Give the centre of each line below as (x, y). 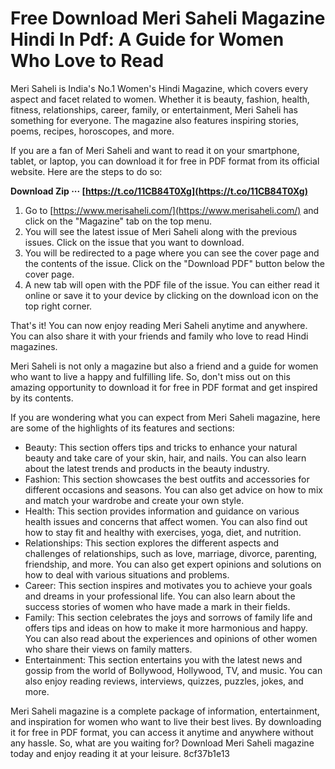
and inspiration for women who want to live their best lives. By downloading (166, 721)
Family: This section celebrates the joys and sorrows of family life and (168, 617)
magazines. (34, 346)
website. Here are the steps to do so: (86, 171)
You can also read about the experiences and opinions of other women (171, 638)
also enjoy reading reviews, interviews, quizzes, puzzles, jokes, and (164, 681)
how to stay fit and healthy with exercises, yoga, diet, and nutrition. (163, 532)
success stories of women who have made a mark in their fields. (157, 606)
